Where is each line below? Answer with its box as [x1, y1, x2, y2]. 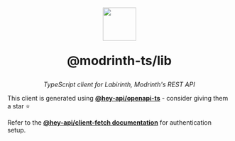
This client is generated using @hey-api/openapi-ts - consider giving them [7, 94, 229, 103]
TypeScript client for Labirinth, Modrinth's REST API [43, 80, 195, 89]
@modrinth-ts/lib [67, 53, 172, 69]
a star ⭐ [7, 102, 31, 111]
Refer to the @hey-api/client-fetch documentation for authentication [7, 118, 212, 127]
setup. [7, 126, 26, 135]
